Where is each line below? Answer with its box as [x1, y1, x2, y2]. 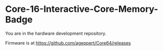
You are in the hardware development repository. [5, 30, 107, 36]
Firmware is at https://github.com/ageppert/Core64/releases [5, 40, 131, 46]
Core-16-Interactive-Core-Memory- [5, 3, 158, 15]
